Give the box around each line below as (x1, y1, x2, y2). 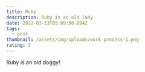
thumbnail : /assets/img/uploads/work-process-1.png (6, 37, 139, 43)
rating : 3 (6, 43, 31, 49)
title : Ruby (6, 8, 36, 15)
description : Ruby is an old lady (6, 14, 94, 20)
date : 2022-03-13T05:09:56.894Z (6, 20, 88, 26)
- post (11, 31, 28, 37)
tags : (6, 25, 20, 32)
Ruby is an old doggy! (6, 58, 60, 66)
